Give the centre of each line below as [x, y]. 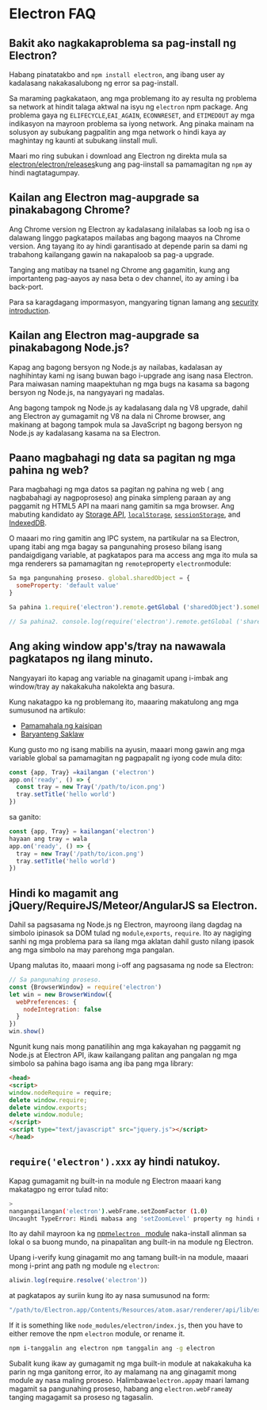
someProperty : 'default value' [68, 586]
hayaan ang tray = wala [48, 839]
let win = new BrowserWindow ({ [61, 994]
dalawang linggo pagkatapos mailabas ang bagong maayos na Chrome [125, 237]
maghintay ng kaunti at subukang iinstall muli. [83, 140]
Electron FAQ [53, 14]
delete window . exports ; [48, 1108]
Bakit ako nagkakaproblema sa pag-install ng [123, 43]
